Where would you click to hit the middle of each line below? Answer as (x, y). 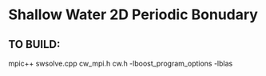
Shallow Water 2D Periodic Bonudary (133, 15)
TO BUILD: (34, 44)
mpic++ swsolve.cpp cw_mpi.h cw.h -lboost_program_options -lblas (121, 63)
